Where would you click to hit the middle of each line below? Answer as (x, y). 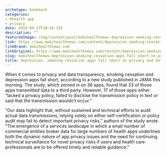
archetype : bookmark (26, 10)
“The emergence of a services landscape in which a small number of (75, 126)
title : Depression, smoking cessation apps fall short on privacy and (79, 60)
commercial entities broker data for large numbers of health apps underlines (83, 131)
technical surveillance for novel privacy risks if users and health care (75, 142)
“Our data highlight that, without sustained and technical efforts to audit (78, 110)
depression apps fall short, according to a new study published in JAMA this (83, 80)
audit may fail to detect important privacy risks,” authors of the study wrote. (82, 121)
